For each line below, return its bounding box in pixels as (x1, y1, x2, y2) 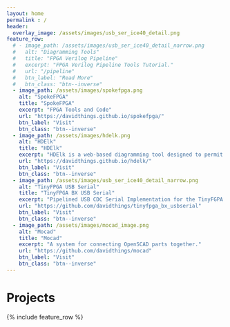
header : (6, 23, 29, 30)
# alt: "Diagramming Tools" (12, 49, 99, 56)
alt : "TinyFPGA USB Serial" (19, 184, 99, 190)
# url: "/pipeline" (12, 68, 75, 75)
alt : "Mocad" (19, 228, 57, 235)
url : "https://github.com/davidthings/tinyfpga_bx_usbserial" (19, 203, 202, 210)
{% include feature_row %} (6, 313, 84, 321)
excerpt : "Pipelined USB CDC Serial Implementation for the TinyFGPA (19, 196, 224, 204)
